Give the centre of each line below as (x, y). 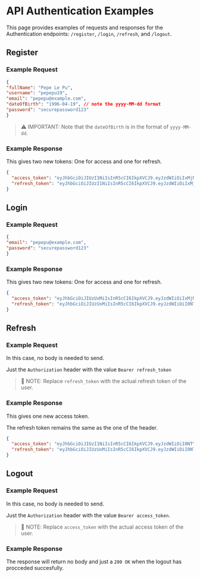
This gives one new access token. (48, 416)
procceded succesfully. (35, 568)
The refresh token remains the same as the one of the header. (82, 427)
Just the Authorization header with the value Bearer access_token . (88, 515)
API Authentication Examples (80, 11)
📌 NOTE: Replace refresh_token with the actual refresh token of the (103, 381)
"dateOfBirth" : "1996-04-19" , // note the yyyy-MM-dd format (84, 104)
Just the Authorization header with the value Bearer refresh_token (89, 370)
